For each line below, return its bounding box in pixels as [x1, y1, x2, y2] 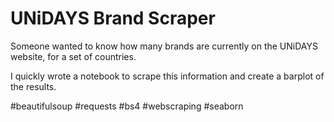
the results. [10, 80, 57, 92]
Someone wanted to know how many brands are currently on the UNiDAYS [10, 40, 318, 52]
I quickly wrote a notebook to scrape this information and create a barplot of [10, 70, 325, 82]
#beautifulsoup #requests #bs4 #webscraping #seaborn [10, 100, 244, 112]
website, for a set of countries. [10, 50, 137, 62]
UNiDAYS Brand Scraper [10, 7, 216, 30]
